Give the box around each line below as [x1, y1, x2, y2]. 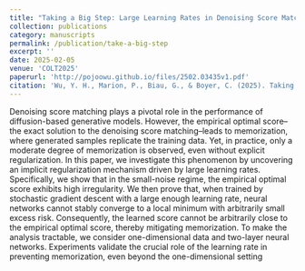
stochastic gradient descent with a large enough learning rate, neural [9, 193, 268, 204]
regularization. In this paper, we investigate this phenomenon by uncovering [9, 154, 293, 165]
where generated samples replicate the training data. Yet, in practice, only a [9, 135, 293, 146]
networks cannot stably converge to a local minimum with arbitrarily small [9, 202, 286, 214]
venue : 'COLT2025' [9, 65, 79, 74]
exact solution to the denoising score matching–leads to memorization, [23, 125, 289, 136]
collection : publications [9, 22, 107, 31]
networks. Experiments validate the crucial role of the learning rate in [9, 241, 268, 252]
